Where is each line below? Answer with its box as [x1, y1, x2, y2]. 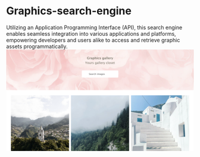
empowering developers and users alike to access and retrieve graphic [6, 36, 180, 43]
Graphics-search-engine [6, 4, 132, 18]
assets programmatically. [6, 43, 68, 50]
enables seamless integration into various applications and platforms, [6, 30, 177, 37]
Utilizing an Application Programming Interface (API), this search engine [6, 24, 183, 31]
